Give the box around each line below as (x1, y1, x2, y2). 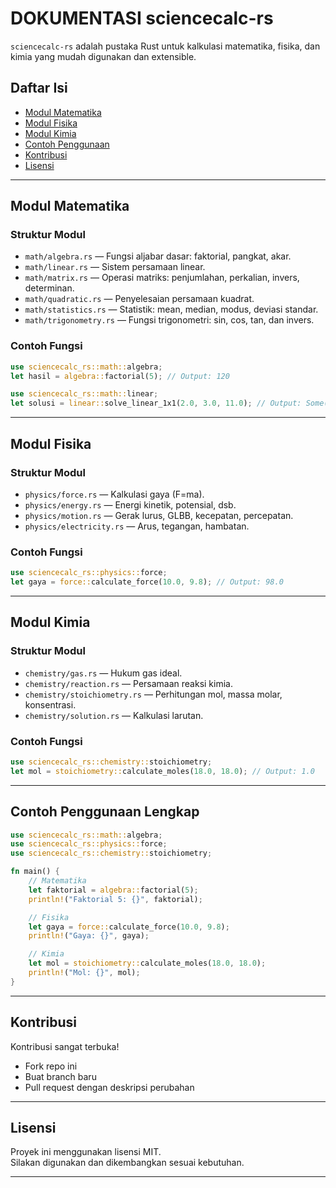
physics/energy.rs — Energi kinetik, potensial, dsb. (24, 498, 237, 511)
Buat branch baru (24, 1070, 97, 1082)
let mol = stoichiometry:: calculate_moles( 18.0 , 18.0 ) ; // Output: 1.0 (10, 766, 315, 776)
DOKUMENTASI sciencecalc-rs (10, 7, 274, 30)
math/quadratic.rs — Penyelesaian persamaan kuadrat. (24, 293, 255, 305)
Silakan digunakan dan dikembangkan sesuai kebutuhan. (10, 1157, 245, 1169)
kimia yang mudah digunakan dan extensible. (10, 50, 197, 62)
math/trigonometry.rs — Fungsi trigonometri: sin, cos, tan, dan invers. (24, 314, 315, 326)
